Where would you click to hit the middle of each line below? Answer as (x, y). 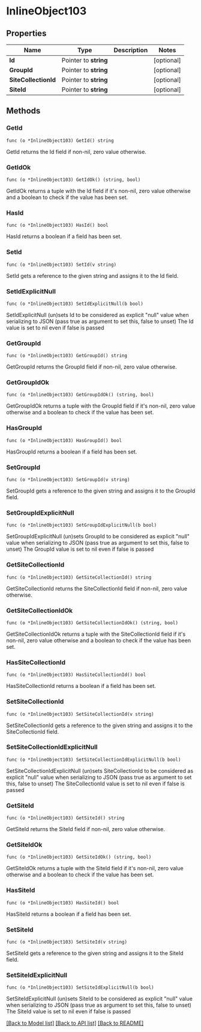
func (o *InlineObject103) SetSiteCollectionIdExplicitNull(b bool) (94, 760)
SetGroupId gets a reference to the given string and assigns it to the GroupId (101, 491)
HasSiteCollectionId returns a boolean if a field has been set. (81, 686)
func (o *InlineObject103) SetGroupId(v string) (68, 480)
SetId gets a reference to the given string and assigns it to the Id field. (92, 275)
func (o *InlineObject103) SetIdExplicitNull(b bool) (75, 304)
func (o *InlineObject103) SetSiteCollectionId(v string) (80, 714)
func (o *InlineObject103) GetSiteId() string (65, 818)
